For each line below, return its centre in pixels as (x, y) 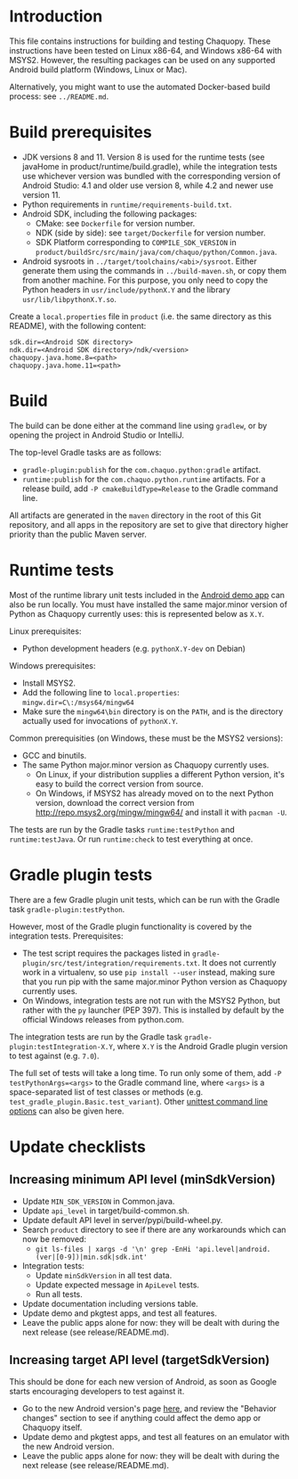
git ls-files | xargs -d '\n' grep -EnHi (113, 1249)
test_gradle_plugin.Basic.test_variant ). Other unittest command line (139, 1101)
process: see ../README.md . (59, 96)
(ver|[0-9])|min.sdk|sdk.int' (92, 1257)
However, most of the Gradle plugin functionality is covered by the (130, 926)
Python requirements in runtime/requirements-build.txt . (127, 204)
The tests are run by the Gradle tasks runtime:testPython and (122, 829)
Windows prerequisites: (52, 665)
